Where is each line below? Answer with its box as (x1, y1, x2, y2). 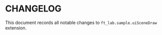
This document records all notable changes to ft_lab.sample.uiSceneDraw (5, 19, 157, 25)
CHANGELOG (5, 3, 61, 14)
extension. (5, 24, 27, 30)
